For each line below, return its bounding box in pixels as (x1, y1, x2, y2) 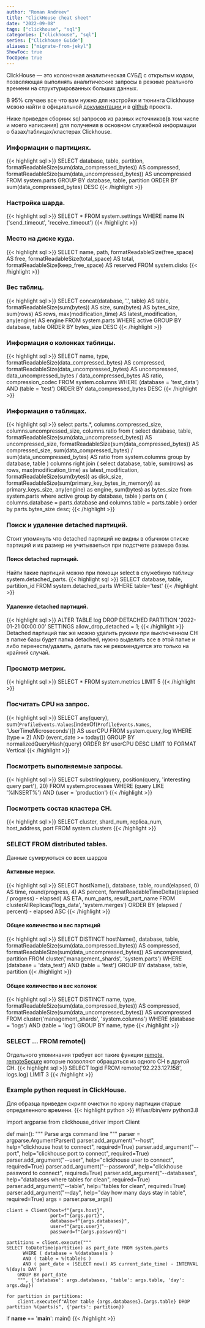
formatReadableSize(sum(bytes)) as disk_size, (6, 473, 124, 481)
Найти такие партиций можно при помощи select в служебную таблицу (6, 569, 194, 576)
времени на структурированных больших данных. (6, 84, 138, 92)
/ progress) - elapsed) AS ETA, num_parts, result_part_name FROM (6, 894, 176, 902)
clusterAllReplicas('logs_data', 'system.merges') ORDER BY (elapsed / (6, 901, 182, 908)
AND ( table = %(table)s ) (22, 1256, 92, 1262)
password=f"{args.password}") (50, 1229, 127, 1235)
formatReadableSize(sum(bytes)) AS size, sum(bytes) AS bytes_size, (6, 303, 180, 311)
